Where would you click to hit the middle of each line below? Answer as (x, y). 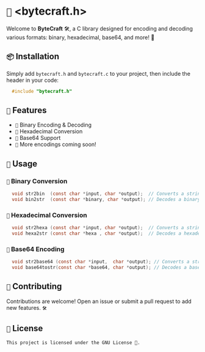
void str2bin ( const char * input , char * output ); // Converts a (98, 194)
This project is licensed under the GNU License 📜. (73, 343)
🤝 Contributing (34, 286)
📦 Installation (33, 57)
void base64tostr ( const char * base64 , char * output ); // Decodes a (99, 268)
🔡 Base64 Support (38, 138)
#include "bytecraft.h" (42, 91)
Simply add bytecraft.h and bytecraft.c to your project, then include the (99, 73)
